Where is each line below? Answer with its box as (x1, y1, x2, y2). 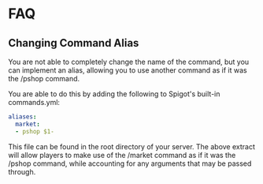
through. (8, 167, 36, 176)
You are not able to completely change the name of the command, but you (8, 57, 250, 66)
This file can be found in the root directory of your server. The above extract (8, 141, 256, 151)
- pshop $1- (15, 127, 55, 135)
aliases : (8, 113, 37, 121)
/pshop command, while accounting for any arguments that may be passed (8, 159, 252, 168)
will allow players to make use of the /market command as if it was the (8, 150, 236, 160)
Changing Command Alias (8, 36, 139, 50)
